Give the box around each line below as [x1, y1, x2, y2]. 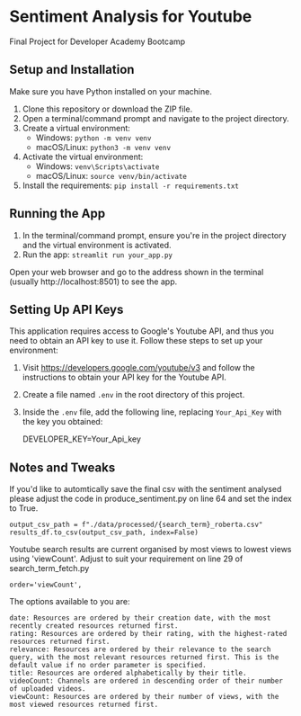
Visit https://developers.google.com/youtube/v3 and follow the [22, 362, 255, 373]
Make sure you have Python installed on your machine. [9, 85, 213, 96]
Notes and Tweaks [9, 460, 116, 475]
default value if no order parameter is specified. [9, 661, 207, 670]
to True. [9, 503, 39, 514]
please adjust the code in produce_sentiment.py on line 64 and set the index [9, 493, 292, 505]
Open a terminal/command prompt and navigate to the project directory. [22, 112, 289, 123]
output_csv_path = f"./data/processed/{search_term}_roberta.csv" [9, 520, 263, 530]
